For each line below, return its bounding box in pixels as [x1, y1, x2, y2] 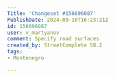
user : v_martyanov [7, 29, 60, 36]
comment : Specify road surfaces [7, 36, 99, 42]
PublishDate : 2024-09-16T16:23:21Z [7, 16, 109, 23]
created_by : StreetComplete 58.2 [7, 42, 103, 49]
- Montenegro [7, 55, 44, 62]
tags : [7, 49, 23, 55]
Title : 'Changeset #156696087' [7, 10, 97, 17]
